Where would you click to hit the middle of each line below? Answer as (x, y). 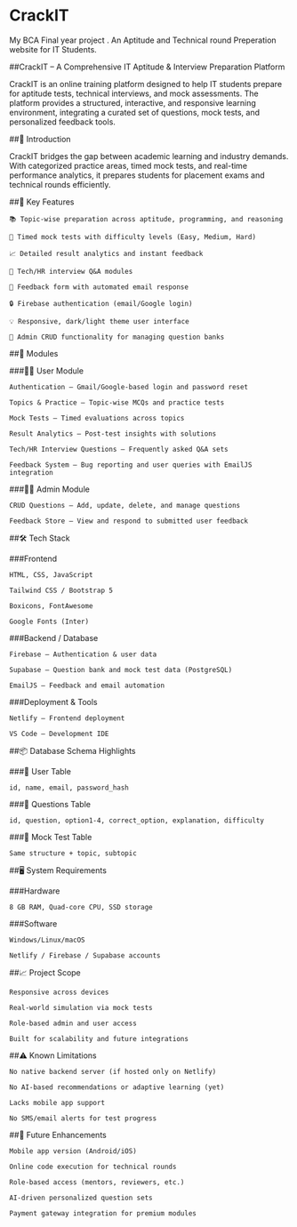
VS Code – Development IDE (59, 734)
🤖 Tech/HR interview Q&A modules (71, 271)
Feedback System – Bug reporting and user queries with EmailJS (131, 465)
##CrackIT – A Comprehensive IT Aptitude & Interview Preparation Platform (147, 67)
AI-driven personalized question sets (81, 1198)
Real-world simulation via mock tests (81, 1007)
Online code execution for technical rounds (93, 1167)
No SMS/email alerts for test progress (83, 1118)
